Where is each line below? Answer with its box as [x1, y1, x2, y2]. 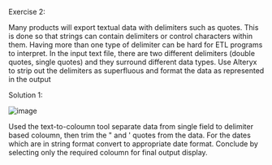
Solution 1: [8, 90, 43, 100]
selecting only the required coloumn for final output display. [8, 148, 209, 157]
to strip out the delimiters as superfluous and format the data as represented [8, 66, 265, 76]
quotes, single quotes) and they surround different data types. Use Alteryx [8, 57, 257, 67]
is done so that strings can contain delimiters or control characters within [8, 32, 253, 41]
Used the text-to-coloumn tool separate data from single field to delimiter [8, 122, 254, 131]
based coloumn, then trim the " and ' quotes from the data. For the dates [8, 130, 252, 140]
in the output [8, 75, 51, 84]
